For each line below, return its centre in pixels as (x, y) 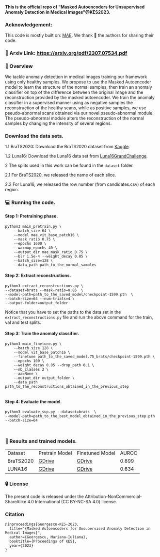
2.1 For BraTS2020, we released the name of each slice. (61, 175)
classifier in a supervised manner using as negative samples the (69, 103)
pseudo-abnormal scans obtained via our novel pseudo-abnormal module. (80, 113)
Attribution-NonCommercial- (113, 496)
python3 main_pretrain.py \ (33, 226)
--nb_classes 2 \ (31, 369)
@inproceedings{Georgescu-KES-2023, (42, 524)
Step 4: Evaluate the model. (33, 401)
